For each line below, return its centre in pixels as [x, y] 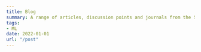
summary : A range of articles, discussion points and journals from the [99, 17]
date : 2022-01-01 [28, 34]
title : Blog [21, 12]
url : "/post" [22, 39]
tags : [13, 23]
